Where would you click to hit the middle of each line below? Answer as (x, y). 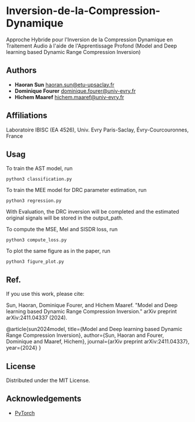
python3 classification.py (39, 179)
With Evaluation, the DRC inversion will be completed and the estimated (93, 212)
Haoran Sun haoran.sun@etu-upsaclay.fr (64, 85)
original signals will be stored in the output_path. (65, 218)
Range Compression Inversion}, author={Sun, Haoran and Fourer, (85, 335)
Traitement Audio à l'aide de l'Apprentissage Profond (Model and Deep (92, 46)
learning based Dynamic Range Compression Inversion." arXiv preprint (92, 312)
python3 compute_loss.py (36, 240)
